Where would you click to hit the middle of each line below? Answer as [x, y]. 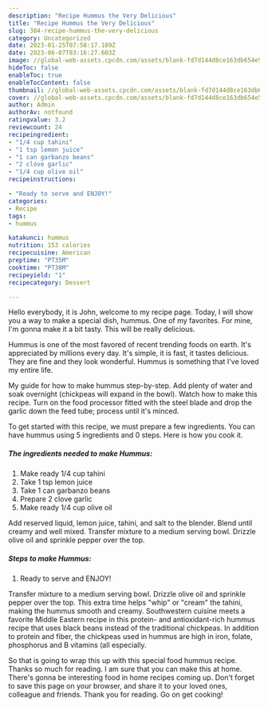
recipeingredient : [39, 134]
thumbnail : [26, 90]
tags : [17, 216]
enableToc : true [35, 75]
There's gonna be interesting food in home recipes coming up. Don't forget [132, 677]
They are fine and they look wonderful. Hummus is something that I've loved [134, 361]
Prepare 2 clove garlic [56, 499]
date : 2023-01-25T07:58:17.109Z [62, 46]
